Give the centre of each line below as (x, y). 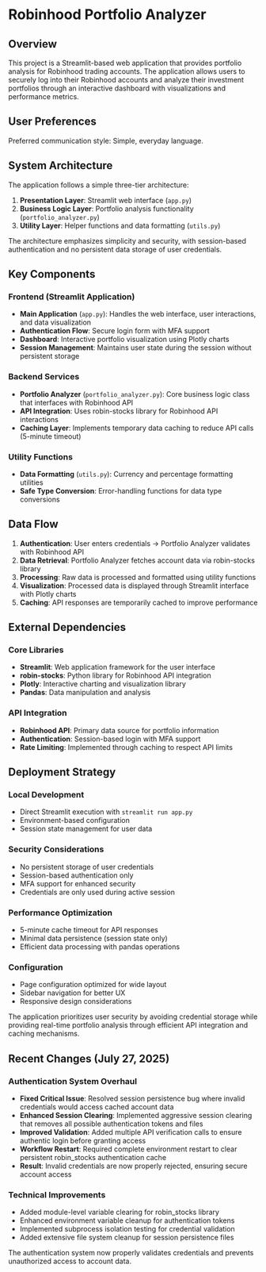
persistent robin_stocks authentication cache (93, 1157)
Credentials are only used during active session (97, 892)
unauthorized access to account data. (70, 1261)
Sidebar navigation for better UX (72, 993)
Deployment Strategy (62, 772)
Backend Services (44, 377)
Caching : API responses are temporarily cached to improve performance (139, 602)
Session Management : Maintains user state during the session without (135, 348)
